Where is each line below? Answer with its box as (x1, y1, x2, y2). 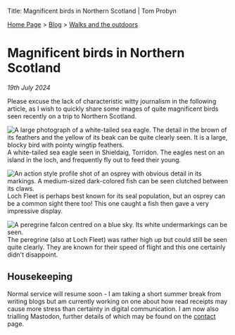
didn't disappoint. (7, 250, 58, 259)
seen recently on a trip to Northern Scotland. (7, 111, 137, 120)
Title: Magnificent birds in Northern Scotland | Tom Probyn (7, 7, 177, 15)
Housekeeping (7, 271, 72, 283)
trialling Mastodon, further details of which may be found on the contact (7, 312, 216, 320)
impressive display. (7, 207, 63, 215)
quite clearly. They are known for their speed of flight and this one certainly (7, 243, 227, 251)
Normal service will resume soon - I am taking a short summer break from (7, 289, 222, 298)
